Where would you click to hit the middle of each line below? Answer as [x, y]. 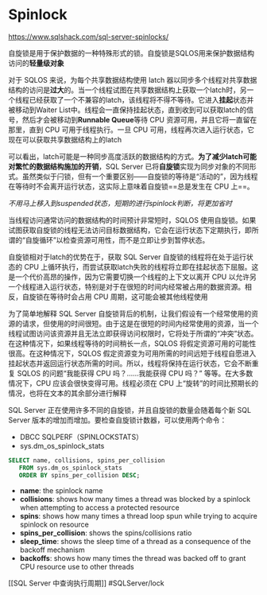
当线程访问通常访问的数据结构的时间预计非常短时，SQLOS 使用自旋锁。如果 [132, 220]
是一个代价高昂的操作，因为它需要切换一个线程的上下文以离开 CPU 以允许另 [132, 277]
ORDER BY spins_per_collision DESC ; [79, 475]
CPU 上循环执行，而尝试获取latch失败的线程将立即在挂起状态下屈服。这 [141, 266]
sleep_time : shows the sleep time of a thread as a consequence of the [135, 541]
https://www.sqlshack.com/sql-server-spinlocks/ [89, 37]
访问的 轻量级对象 [36, 63]
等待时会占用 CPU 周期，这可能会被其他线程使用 [129, 297]
